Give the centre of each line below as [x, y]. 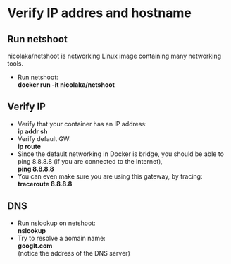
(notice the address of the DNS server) [74, 253]
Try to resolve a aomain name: [61, 238]
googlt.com [35, 246]
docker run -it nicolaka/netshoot [66, 85]
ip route [29, 146]
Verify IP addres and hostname [99, 13]
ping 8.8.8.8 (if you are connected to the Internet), [90, 161]
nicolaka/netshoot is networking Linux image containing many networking [114, 56]
